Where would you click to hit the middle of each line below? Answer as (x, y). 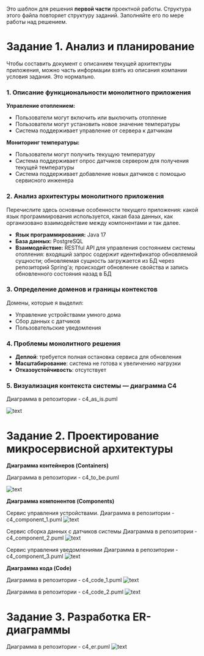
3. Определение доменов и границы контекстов (82, 289)
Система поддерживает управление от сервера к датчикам (94, 130)
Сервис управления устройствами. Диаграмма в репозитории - (90, 513)
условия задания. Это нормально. (51, 77)
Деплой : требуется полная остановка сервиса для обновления (98, 357)
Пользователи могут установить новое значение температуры (97, 124)
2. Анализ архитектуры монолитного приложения (85, 197)
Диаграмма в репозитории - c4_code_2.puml (65, 592)
